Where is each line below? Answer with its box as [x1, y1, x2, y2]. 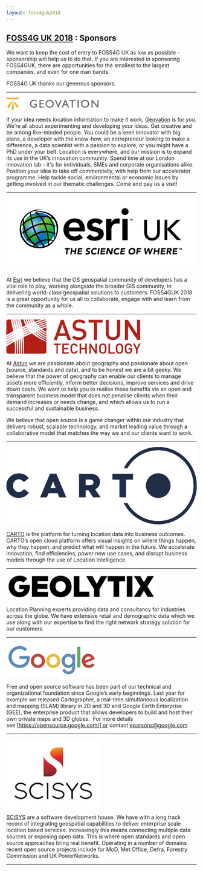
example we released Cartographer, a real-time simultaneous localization [6, 696, 188, 703]
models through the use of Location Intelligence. [6, 556, 127, 563]
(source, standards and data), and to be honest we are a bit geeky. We [6, 366, 182, 374]
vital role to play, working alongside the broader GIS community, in [6, 282, 172, 290]
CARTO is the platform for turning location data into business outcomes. [6, 531, 185, 538]
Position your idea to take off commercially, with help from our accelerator [6, 167, 191, 175]
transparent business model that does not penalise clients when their [6, 392, 178, 399]
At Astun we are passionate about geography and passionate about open [6, 360, 188, 367]
